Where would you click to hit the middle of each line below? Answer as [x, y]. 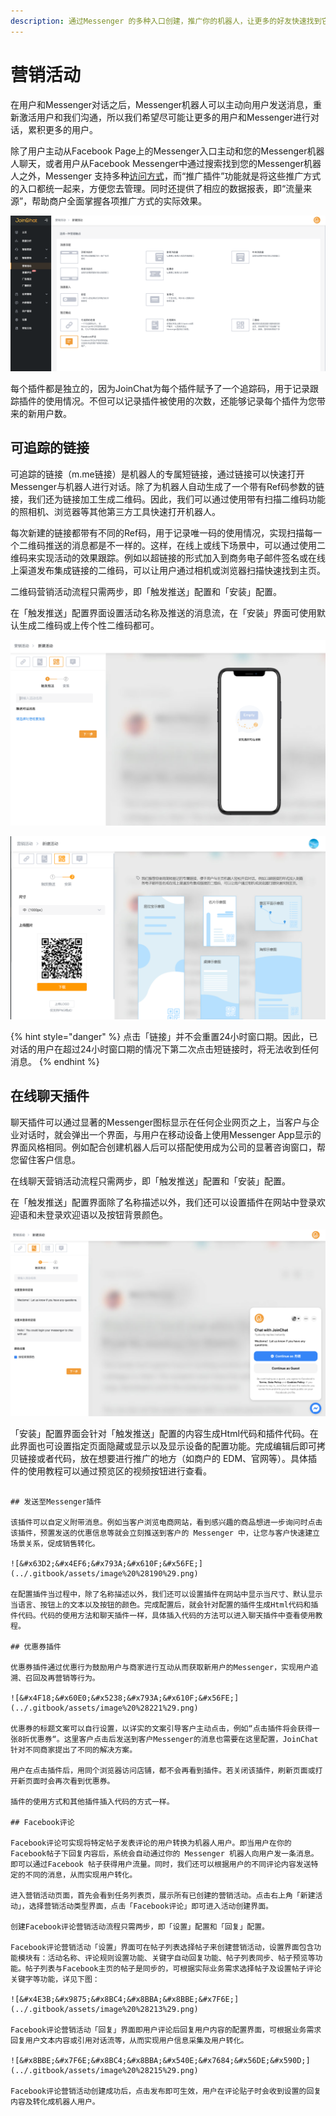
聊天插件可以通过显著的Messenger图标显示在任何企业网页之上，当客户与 [161, 1122]
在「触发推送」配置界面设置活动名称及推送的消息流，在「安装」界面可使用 [163, 612]
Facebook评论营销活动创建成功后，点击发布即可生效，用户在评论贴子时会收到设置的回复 [166, 2091]
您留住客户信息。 [45, 1159]
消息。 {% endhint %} [55, 1062]
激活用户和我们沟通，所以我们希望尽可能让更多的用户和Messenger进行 [165, 117]
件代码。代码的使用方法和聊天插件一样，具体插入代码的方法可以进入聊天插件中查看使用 [163, 1616]
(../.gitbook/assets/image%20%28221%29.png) [104, 1708]
